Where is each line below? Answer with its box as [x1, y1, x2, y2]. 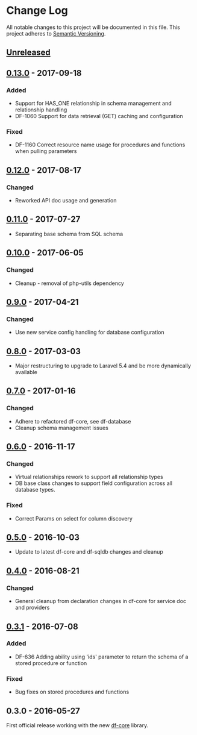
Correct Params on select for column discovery [14, 514, 133, 522]
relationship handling [14, 106, 67, 113]
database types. [14, 486, 55, 493]
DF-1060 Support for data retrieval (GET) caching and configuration [14, 113, 184, 120]
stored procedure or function [14, 659, 87, 666]
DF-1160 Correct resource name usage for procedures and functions [14, 141, 186, 148]
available [14, 369, 37, 375]
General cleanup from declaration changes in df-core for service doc [14, 598, 187, 605]
